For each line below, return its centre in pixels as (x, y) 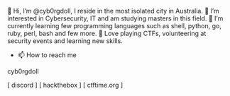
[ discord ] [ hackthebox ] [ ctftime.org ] (65, 85)
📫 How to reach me (47, 55)
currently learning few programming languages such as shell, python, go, (114, 26)
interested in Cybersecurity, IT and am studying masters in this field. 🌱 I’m (115, 18)
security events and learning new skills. (65, 41)
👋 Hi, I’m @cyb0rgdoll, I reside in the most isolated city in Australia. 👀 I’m (113, 11)
